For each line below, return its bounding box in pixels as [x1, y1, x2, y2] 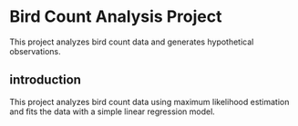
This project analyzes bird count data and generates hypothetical [9, 36, 254, 47]
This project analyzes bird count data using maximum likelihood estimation [9, 96, 290, 107]
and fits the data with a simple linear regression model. [9, 106, 216, 117]
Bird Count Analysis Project [9, 6, 222, 27]
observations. [9, 45, 61, 56]
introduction [9, 73, 82, 88]
